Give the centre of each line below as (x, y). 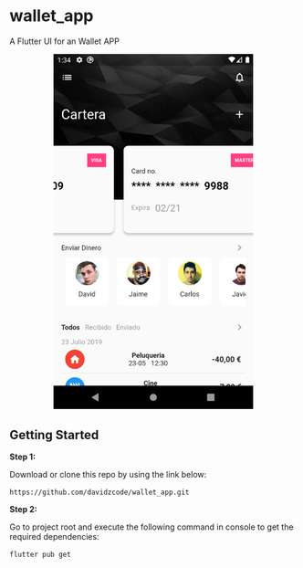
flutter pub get (40, 554)
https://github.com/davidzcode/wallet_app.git (99, 492)
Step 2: (24, 509)
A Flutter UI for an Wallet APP (65, 41)
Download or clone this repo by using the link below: (108, 474)
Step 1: (23, 457)
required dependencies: (54, 536)
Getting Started (54, 435)
